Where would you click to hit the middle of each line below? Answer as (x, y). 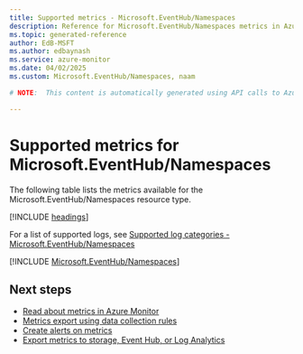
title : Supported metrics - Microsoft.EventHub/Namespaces (123, 18)
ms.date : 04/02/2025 (48, 69)
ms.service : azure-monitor (60, 60)
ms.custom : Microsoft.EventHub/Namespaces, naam (102, 77)
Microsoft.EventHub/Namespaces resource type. (101, 199)
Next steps (41, 289)
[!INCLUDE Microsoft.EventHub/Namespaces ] (95, 261)
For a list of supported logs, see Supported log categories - (119, 234)
